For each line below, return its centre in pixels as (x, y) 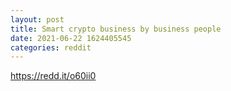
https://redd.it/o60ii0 (53, 76)
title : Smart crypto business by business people (116, 29)
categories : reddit (51, 47)
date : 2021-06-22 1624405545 (71, 38)
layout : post (37, 19)
